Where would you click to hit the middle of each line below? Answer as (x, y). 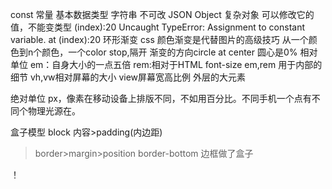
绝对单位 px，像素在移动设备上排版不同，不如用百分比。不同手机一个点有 (161, 98)
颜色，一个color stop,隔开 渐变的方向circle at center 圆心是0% (169, 52)
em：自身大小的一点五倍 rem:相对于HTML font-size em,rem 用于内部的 (176, 64)
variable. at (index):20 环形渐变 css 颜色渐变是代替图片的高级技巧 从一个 (159, 39)
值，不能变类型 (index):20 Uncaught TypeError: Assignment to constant (157, 27)
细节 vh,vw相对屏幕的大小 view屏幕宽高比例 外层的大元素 (128, 77)
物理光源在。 (54, 111)
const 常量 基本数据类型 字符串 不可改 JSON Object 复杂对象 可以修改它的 (162, 14)
